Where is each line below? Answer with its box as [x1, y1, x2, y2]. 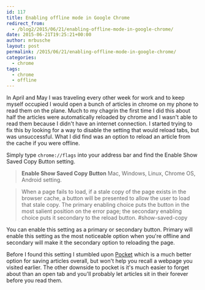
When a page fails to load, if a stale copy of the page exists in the [21, 188, 187, 196]
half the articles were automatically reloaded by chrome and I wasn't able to [6, 114, 198, 121]
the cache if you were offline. [6, 139, 81, 147]
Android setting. [21, 176, 62, 184]
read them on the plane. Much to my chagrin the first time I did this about [6, 107, 191, 114]
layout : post [6, 43, 40, 50]
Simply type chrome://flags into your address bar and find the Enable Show [6, 151, 198, 159]
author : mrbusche [6, 37, 51, 43]
